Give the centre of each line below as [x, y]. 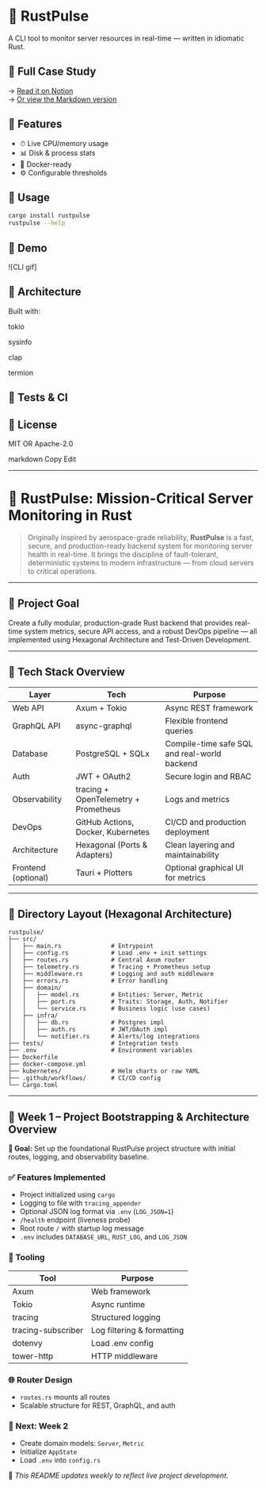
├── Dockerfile [33, 1058]
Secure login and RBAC [208, 776]
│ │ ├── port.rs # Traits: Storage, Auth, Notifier [118, 1002]
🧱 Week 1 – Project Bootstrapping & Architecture [129, 1117]
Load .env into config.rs [60, 1460]
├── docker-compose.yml [47, 1064]
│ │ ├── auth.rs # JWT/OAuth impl [88, 1030]
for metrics [185, 877]
